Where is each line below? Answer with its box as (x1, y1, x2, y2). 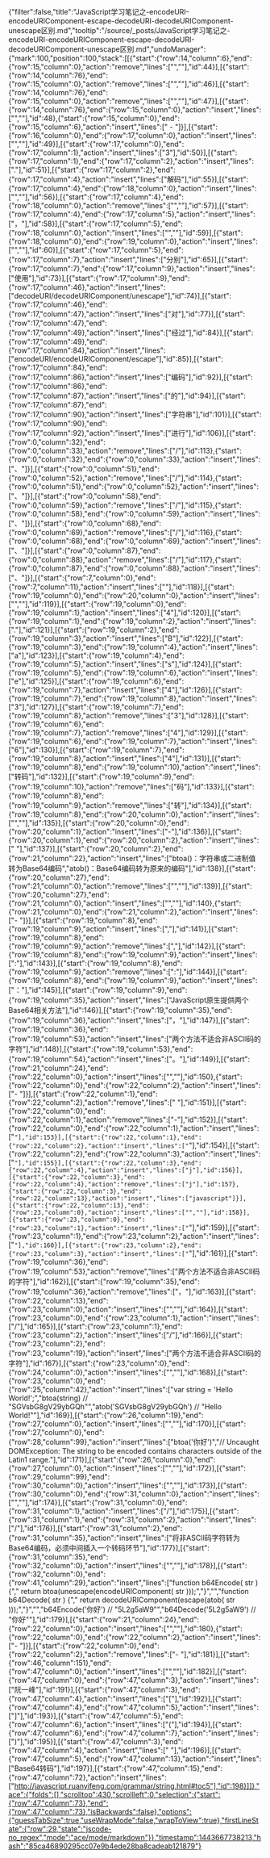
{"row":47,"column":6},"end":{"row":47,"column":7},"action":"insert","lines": (8, 1728, 260, 1738)
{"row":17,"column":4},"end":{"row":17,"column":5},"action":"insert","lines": (8, 209, 256, 219)
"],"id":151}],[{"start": (177, 1098, 247, 1107)
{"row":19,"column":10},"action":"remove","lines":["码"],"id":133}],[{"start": (8, 782, 255, 791)
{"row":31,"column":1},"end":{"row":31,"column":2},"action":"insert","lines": (8, 1515, 256, 1524)
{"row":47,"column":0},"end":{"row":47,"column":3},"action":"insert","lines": (8, 1676, 260, 1684)
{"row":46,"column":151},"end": (8, 1658, 111, 1668)
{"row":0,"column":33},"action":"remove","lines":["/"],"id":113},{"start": (8, 446, 243, 455)
